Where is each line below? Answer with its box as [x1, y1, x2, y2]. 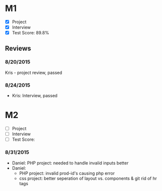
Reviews [5, 44, 31, 52]
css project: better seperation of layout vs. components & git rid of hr [19, 175, 157, 181]
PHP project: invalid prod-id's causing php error [19, 170, 115, 176]
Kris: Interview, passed [12, 93, 58, 99]
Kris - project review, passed [5, 70, 62, 75]
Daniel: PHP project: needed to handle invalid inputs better [12, 160, 129, 166]
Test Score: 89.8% [12, 30, 49, 36]
